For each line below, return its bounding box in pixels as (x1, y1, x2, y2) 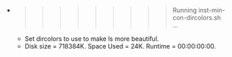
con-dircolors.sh (172, 13, 221, 22)
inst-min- (197, 6, 226, 14)
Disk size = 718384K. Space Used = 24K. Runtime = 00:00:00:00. (24, 42, 216, 50)
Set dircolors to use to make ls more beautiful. (24, 34, 159, 43)
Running (172, 6, 197, 14)
